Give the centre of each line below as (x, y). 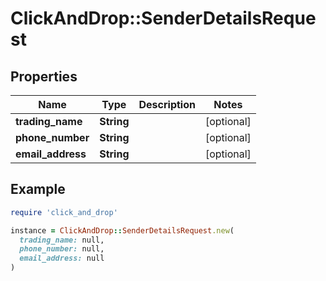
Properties (44, 76)
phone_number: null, (62, 249)
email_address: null (62, 258)
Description (167, 104)
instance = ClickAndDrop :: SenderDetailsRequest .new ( (122, 230)
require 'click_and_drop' (64, 212)
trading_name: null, (62, 240)
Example (38, 189)
